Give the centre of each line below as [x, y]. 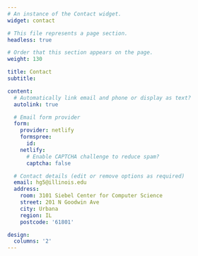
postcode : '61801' [47, 222]
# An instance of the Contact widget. [64, 14]
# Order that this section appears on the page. [80, 53]
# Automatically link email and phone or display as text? [103, 98]
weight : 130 [25, 59]
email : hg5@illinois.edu [50, 182]
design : [19, 235]
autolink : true [36, 104]
